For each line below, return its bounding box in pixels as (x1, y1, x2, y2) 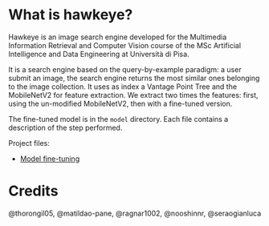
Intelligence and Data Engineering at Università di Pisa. (8, 49, 190, 59)
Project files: (8, 138, 50, 147)
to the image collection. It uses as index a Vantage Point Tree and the (8, 82, 238, 91)
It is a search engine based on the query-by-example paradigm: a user (8, 64, 243, 74)
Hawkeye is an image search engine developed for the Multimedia (8, 32, 227, 42)
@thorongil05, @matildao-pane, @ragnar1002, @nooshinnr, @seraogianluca (8, 208, 262, 218)
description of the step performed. (8, 123, 123, 132)
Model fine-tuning (19, 154, 80, 163)
